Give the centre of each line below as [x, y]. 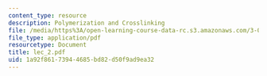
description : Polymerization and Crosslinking [87, 23]
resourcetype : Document [48, 45]
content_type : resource [48, 15]
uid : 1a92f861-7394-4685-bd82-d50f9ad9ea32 [81, 60]
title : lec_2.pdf [37, 52]
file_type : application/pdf [55, 38]
